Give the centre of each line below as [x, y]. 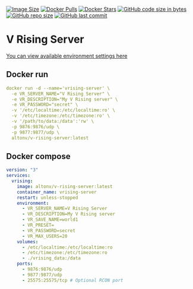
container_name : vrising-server [57, 192]
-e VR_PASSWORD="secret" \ [45, 105]
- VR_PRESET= [38, 226]
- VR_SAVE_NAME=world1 [50, 220]
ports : [25, 264]
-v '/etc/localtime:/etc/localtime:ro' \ [64, 110]
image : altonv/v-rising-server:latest [65, 186]
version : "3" [22, 170]
